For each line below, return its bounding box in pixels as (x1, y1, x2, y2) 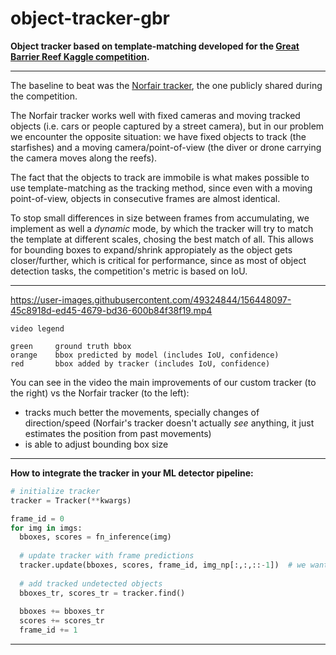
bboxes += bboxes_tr (19, 607, 105, 617)
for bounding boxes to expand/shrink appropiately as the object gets (10, 243, 293, 256)
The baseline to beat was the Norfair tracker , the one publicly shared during (10, 79, 323, 91)
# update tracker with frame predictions (19, 551, 195, 561)
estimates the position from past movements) (24, 427, 212, 439)
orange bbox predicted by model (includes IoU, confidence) (10, 350, 280, 360)
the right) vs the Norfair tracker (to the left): (10, 387, 190, 399)
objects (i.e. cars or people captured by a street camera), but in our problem (10, 120, 325, 132)
